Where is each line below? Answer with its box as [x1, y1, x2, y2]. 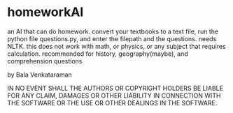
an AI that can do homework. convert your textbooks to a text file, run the [7, 27, 219, 36]
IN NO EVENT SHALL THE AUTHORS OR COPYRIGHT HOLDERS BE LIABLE [7, 84, 224, 92]
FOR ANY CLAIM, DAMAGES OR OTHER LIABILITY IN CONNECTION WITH [7, 91, 221, 100]
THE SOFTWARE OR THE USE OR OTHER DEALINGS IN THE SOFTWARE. [7, 98, 218, 107]
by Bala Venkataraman [7, 70, 72, 79]
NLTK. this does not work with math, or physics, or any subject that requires [7, 42, 226, 50]
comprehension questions [7, 56, 83, 65]
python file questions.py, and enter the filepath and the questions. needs [7, 34, 217, 43]
